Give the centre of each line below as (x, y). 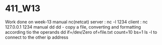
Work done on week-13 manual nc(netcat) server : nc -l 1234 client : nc (76, 22)
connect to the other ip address (37, 37)
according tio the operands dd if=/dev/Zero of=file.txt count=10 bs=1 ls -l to (81, 32)
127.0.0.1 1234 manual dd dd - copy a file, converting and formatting (73, 27)
